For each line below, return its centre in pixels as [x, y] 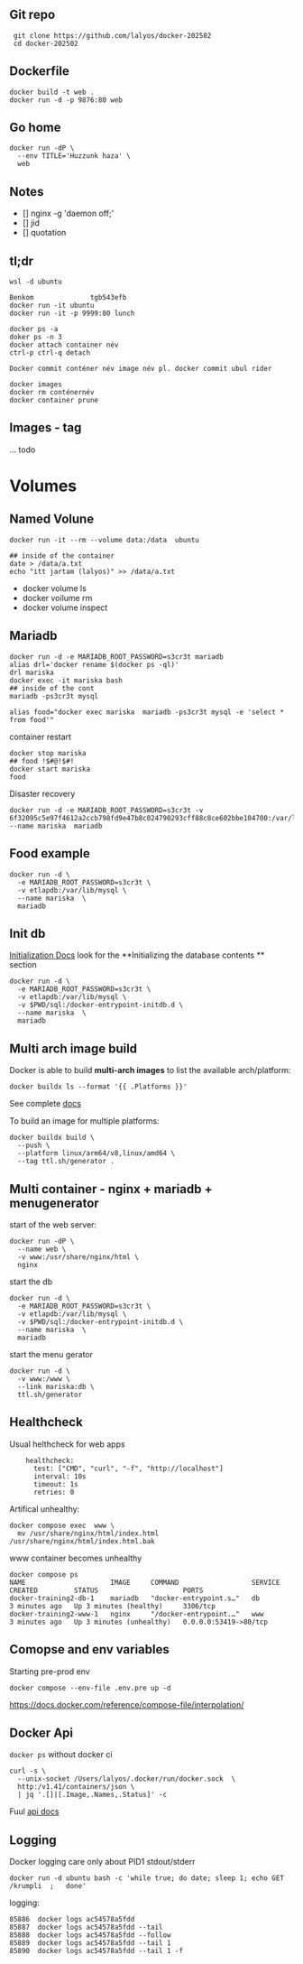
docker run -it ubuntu [52, 306]
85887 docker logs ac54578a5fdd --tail [87, 1927]
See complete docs [45, 1104]
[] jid [31, 223]
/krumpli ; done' [48, 1886]
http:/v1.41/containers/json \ [76, 1787]
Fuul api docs [34, 1811]
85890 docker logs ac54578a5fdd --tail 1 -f [96, 1951]
